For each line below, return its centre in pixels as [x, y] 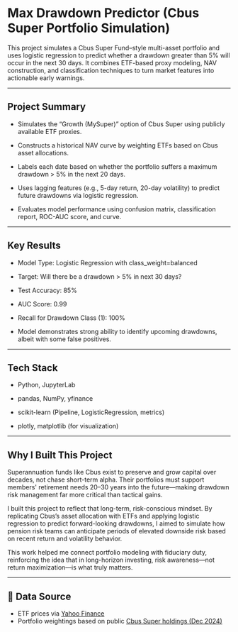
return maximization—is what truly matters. [70, 567]
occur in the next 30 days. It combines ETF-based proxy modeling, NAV [112, 62]
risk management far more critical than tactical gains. [85, 495]
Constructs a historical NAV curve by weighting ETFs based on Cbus [118, 145]
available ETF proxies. [50, 131]
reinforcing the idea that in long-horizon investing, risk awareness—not [111, 560]
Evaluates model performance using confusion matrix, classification [117, 209]
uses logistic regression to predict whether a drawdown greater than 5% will [119, 55]
